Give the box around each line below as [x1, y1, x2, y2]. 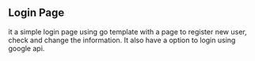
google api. [8, 43, 45, 53]
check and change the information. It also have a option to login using [8, 35, 236, 45]
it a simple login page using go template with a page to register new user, [8, 27, 247, 36]
